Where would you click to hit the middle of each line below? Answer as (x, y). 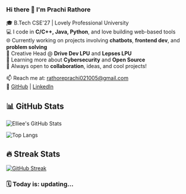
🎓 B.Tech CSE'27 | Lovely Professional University (67, 23)
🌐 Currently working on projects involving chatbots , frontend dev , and (93, 41)
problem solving (27, 47)
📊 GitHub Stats (35, 106)
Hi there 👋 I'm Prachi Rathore (48, 10)
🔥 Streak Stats (33, 154)
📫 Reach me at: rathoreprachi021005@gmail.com (67, 78)
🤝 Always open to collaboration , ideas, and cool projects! (77, 66)
